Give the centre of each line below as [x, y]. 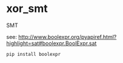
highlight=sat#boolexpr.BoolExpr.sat [52, 43]
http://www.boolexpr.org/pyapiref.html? [67, 37]
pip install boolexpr [34, 54]
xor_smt [27, 9]
